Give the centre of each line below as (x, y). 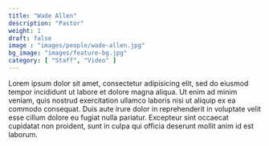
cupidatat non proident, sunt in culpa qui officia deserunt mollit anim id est (131, 126)
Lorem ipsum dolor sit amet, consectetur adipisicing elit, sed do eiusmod (128, 83)
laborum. (23, 134)
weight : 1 (25, 30)
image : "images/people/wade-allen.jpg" (77, 46)
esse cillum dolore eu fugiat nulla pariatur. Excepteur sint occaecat (118, 117)
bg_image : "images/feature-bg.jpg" (68, 53)
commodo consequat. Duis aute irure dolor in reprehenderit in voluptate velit (134, 108)
